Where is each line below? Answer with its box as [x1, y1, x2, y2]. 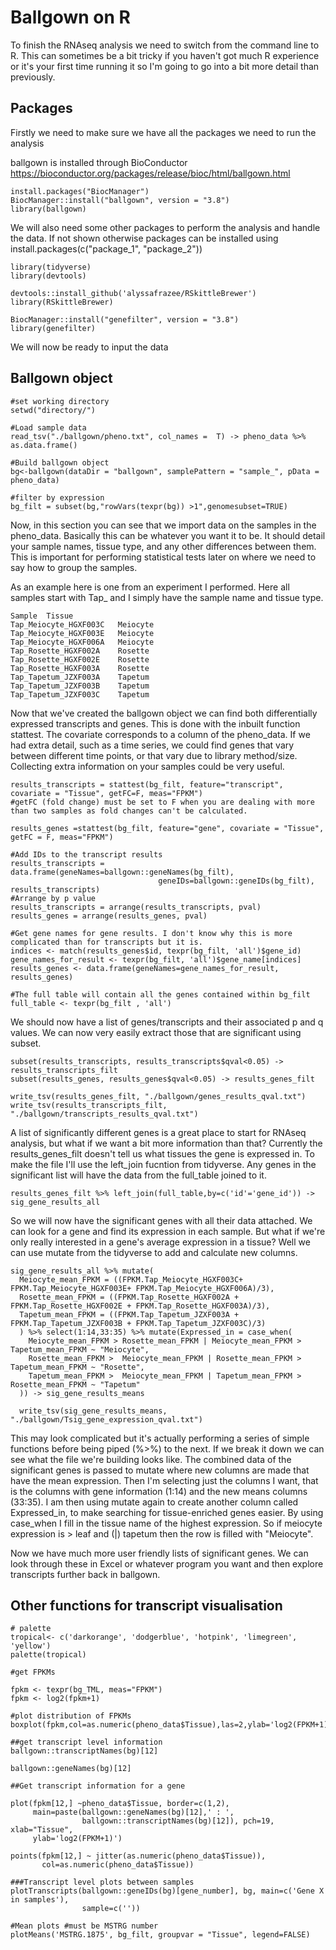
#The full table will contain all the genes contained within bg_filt [10, 989, 311, 1000]
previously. [10, 71, 56, 83]
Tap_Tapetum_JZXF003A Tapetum [10, 672, 150, 682]
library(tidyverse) [10, 262, 92, 272]
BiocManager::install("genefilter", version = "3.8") [10, 314, 240, 325]
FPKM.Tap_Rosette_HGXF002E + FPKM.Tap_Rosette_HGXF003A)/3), [10, 1301, 271, 1311]
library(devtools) [10, 271, 87, 281]
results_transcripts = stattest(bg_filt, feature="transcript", [10, 779, 284, 790]
